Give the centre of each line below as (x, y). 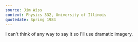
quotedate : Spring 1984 (31, 19)
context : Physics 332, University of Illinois (56, 15)
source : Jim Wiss (24, 10)
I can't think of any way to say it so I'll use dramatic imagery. (69, 34)
